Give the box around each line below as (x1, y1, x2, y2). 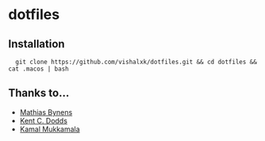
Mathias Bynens (19, 107, 73, 116)
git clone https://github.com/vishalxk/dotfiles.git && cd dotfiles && (15, 58, 258, 66)
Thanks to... (8, 86, 70, 100)
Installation (8, 37, 65, 51)
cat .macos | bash (8, 65, 69, 73)
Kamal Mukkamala (19, 124, 81, 134)
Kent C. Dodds (19, 116, 67, 125)
